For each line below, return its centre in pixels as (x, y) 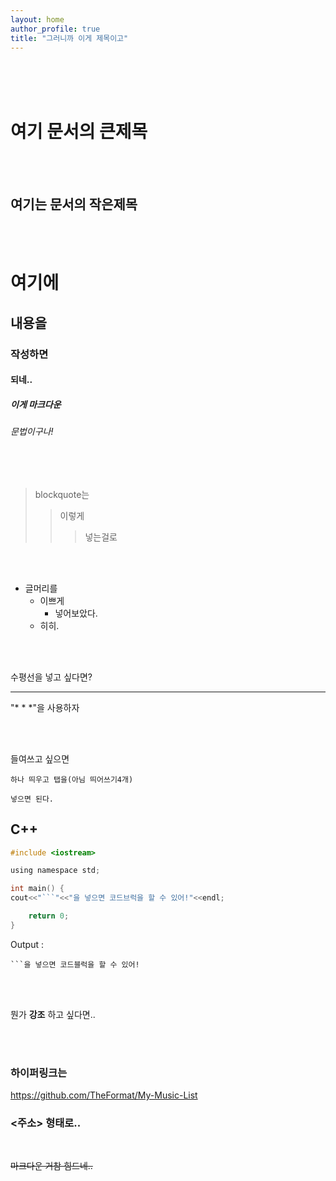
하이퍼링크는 (39, 1073)
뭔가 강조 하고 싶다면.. (53, 1014)
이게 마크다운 (36, 404)
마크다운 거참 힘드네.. (51, 1166)
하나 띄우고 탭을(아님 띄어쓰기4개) (72, 779)
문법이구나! (32, 432)
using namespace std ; (55, 871)
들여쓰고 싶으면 (40, 758)
